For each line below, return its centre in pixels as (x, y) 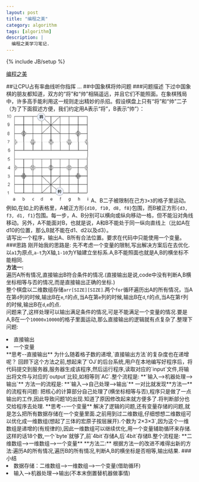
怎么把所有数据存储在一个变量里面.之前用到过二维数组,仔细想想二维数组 (99, 414)
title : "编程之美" (27, 19)
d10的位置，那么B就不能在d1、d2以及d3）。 (59, 230)
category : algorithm (32, 25)
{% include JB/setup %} (36, 62)
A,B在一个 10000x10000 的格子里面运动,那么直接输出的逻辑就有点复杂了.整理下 (99, 319)
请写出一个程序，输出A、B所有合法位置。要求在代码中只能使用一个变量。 (96, 237)
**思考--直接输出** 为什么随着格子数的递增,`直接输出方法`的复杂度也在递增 (97, 354)
